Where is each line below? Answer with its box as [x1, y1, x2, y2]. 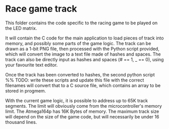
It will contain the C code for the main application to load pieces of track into [5, 35, 164, 41]
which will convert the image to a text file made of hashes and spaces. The [5, 51, 161, 57]
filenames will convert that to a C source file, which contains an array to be [5, 82, 161, 89]
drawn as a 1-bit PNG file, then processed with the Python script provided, [5, 46, 160, 52]
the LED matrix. [5, 25, 37, 31]
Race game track [5, 3, 77, 15]
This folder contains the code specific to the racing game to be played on [5, 20, 158, 26]
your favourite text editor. [5, 62, 58, 68]
